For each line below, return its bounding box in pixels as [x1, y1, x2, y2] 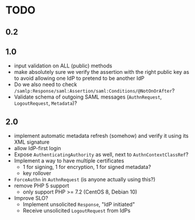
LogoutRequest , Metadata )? [14, 100, 78, 107]
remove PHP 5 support [14, 182, 69, 189]
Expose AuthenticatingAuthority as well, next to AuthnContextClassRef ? [14, 151, 189, 158]
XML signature [14, 138, 50, 145]
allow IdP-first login [14, 145, 61, 152]
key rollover [22, 170, 52, 177]
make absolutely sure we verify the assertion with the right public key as [14, 69, 189, 76]
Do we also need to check [14, 81, 78, 88]
